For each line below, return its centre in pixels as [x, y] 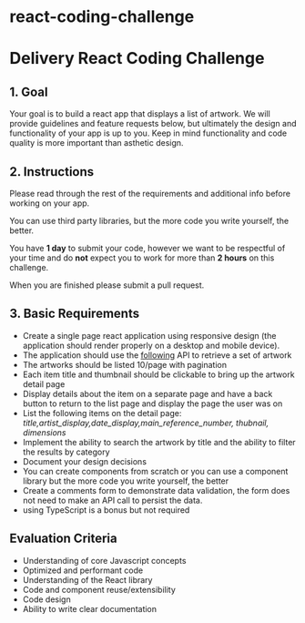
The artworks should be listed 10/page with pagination [125, 364]
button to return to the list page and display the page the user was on [152, 403]
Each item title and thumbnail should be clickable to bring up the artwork [158, 374]
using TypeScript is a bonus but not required [106, 510]
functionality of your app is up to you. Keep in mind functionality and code [148, 133]
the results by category [66, 452]
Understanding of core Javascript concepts [104, 560]
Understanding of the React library [87, 579]
